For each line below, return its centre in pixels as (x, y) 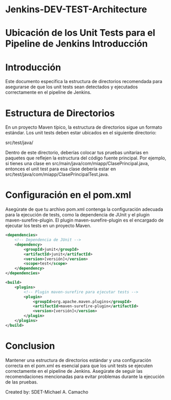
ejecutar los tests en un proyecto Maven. (48, 226)
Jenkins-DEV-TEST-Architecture (76, 9)
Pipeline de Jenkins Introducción (77, 44)
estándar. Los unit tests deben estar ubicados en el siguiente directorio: (81, 133)
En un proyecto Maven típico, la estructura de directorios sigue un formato (84, 127)
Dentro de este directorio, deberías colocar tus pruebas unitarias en (77, 153)
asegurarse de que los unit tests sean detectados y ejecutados (72, 87)
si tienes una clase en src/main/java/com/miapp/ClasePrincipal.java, (77, 164)
